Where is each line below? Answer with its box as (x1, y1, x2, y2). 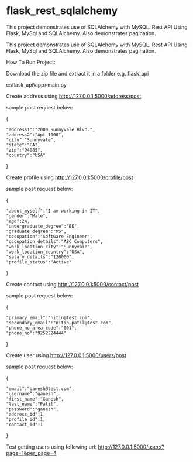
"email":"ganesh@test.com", (6, 385, 75, 392)
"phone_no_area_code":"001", (6, 325, 77, 331)
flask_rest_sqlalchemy (6, 4, 118, 18)
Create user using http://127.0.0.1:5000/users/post (6, 351, 127, 358)
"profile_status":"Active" (6, 259, 72, 265)
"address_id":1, (6, 411, 46, 417)
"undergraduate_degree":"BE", (6, 223, 80, 229)
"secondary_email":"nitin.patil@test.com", (6, 320, 114, 326)
